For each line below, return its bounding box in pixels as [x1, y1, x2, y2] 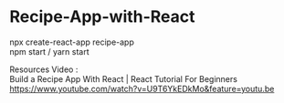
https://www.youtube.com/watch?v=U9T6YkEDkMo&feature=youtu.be [9, 83, 275, 94]
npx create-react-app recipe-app [9, 36, 135, 47]
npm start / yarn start [9, 46, 89, 57]
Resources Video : [9, 64, 79, 75]
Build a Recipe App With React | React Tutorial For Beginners [9, 73, 237, 84]
